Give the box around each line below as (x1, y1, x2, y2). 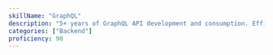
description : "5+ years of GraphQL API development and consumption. (8, 19, 249, 27)
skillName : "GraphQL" (8, 11, 82, 20)
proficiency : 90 (8, 34, 63, 43)
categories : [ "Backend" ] (8, 27, 93, 35)
